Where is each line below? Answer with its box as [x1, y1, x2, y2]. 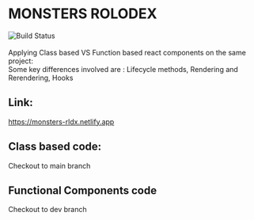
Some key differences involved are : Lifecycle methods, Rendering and [8, 64, 239, 74]
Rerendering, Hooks [8, 73, 74, 82]
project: [8, 56, 34, 66]
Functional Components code [8, 184, 157, 197]
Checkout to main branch [8, 161, 91, 170]
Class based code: [8, 140, 102, 154]
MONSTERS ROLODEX [8, 5, 157, 23]
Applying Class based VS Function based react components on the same [8, 47, 247, 57]
